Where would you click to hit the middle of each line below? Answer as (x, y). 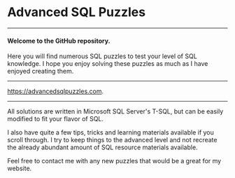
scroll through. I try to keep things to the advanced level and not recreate (112, 140)
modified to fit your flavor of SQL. (55, 119)
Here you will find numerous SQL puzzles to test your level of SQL (102, 56)
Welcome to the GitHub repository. (59, 41)
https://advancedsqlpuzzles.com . (56, 91)
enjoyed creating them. (41, 71)
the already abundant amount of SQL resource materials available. (102, 147)
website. (20, 168)
